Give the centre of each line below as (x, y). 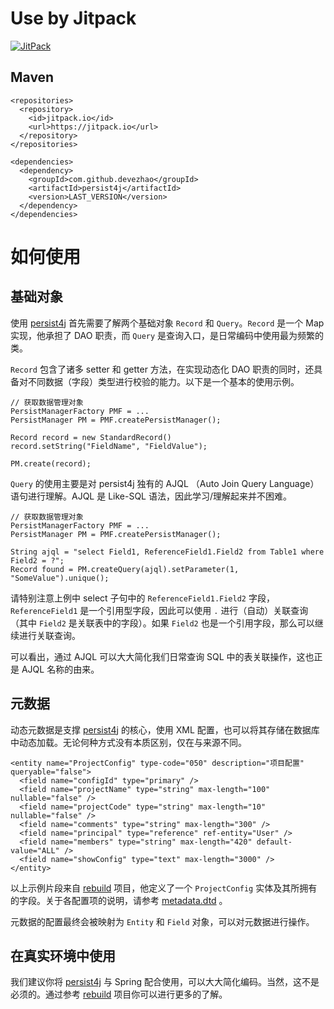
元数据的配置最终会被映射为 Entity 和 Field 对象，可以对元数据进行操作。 (162, 921)
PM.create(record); (51, 463)
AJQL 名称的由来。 (60, 669)
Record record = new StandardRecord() (91, 437)
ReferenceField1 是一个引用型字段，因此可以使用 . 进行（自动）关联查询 (159, 610)
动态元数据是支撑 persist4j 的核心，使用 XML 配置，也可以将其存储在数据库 (165, 729)
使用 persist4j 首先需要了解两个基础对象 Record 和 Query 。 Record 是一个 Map (167, 323)
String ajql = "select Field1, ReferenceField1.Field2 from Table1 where (167, 552)
